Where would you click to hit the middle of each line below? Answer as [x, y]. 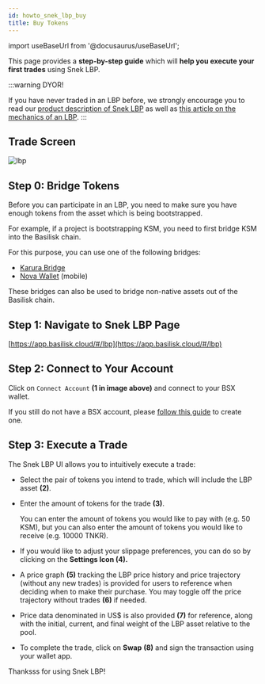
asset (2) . [35, 487]
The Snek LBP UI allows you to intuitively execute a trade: [102, 464]
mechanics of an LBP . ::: [47, 117]
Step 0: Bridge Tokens [64, 186]
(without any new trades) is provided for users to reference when [126, 583]
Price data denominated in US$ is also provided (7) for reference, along [136, 615]
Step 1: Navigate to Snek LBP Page [94, 325]
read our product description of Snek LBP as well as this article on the [122, 109]
